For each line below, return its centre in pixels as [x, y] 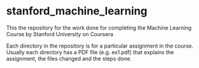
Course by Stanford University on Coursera [60, 34]
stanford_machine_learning [77, 11]
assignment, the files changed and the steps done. [69, 58]
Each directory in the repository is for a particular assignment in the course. [100, 46]
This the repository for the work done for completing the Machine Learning [99, 28]
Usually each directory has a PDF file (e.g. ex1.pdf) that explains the [90, 52]
